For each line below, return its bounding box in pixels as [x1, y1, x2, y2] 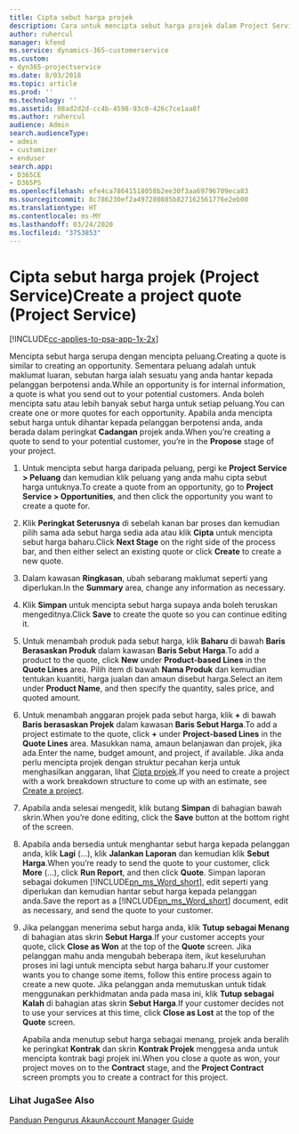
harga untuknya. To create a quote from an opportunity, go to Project [21, 482, 274, 492]
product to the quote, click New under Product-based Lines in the [21, 655, 267, 666]
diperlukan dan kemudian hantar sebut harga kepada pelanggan [21, 887, 257, 897]
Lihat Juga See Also [9, 1094, 95, 1106]
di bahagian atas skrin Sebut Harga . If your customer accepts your [21, 932, 265, 943]
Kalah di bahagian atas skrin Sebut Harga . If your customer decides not [21, 998, 285, 1008]
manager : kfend [9, 37, 66, 47]
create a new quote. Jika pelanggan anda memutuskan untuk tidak [21, 979, 267, 990]
